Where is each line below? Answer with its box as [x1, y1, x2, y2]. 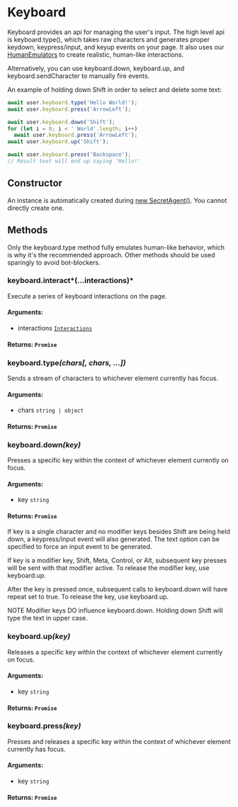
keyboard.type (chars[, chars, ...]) [7, 357, 126, 367]
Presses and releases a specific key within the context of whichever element [7, 737, 231, 745]
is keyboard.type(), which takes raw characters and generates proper [7, 35, 210, 43]
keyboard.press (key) [7, 721, 81, 731]
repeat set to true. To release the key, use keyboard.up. [7, 593, 169, 601]
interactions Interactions [17, 324, 93, 333]
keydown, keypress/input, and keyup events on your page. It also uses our [7, 43, 225, 51]
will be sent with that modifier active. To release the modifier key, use [7, 564, 210, 572]
